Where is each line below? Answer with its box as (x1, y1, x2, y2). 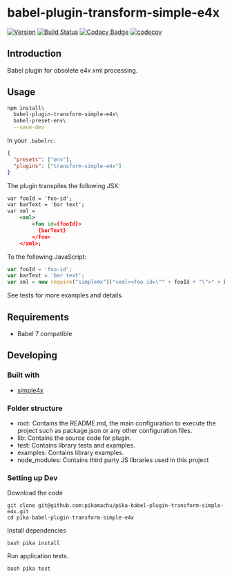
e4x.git (7, 508, 30, 515)
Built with (7, 370, 40, 380)
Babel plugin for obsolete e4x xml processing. (7, 66, 138, 74)
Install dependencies (7, 526, 67, 535)
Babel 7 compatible (17, 330, 72, 338)
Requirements (7, 311, 69, 323)
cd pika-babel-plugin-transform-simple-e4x (7, 514, 135, 522)
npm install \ (7, 104, 45, 111)
